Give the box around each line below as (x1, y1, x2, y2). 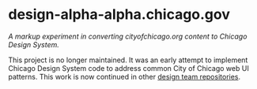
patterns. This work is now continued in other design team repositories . (8, 72, 241, 81)
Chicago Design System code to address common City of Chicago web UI (8, 63, 249, 72)
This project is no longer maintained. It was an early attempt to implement (8, 55, 248, 65)
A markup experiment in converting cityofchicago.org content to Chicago (8, 32, 248, 41)
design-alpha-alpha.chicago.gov (8, 6, 231, 24)
